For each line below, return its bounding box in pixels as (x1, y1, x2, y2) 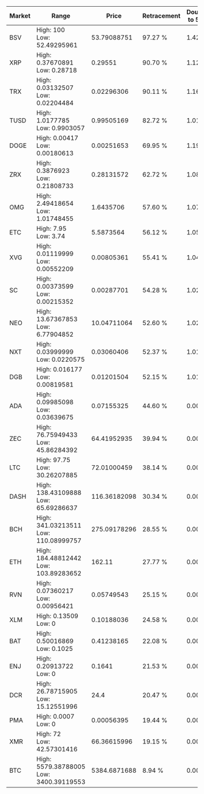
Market (9, 12, 31, 20)
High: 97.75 (36, 456, 71, 464)
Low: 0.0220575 (36, 356, 85, 364)
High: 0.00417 (36, 134, 79, 142)
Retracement (142, 12, 181, 20)
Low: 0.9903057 (36, 124, 85, 132)
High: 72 (36, 730, 61, 738)
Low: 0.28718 (36, 66, 77, 74)
